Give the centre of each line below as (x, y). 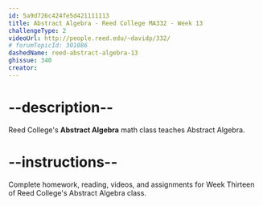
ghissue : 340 (30, 61)
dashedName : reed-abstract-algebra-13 (73, 53)
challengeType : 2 (37, 30)
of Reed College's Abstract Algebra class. (78, 192)
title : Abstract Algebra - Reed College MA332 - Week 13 (106, 23)
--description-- (61, 107)
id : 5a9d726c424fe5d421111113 (59, 16)
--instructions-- (63, 162)
